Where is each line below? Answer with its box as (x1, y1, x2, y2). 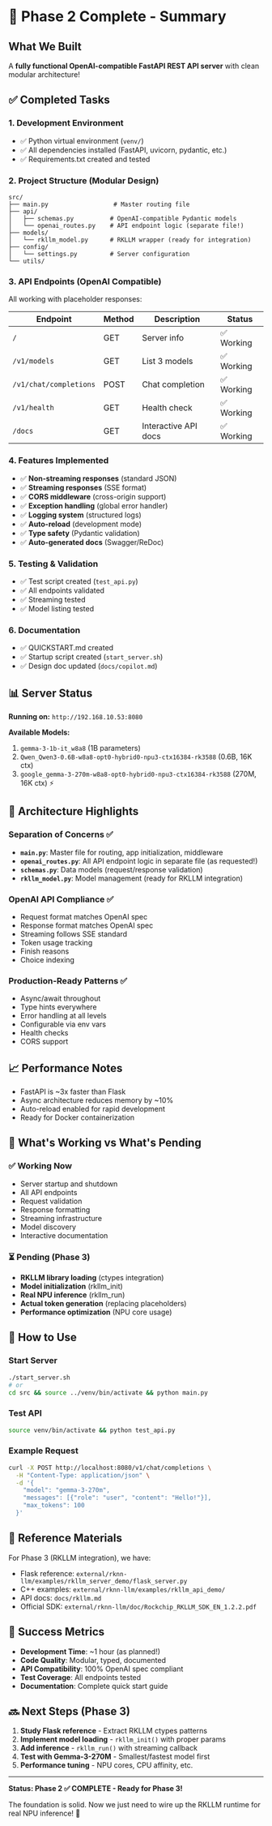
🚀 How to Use (8, 1331, 77, 1344)
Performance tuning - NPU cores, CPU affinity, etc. (19, 1760, 193, 1770)
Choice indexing (19, 954, 75, 964)
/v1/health (12, 403, 54, 413)
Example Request (8, 1445, 79, 1456)
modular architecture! (8, 70, 81, 79)
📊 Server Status (8, 686, 93, 700)
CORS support (19, 1037, 69, 1047)
